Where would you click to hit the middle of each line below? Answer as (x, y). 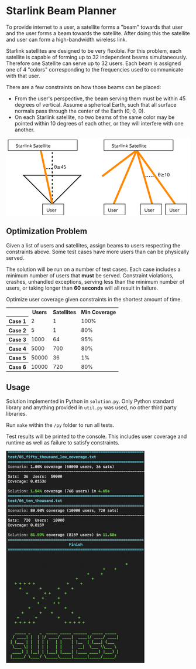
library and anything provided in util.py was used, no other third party (92, 407)
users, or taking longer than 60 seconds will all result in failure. (82, 288)
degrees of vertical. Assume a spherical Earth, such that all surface (95, 104)
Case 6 (17, 367)
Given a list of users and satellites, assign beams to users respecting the (93, 245)
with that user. (23, 76)
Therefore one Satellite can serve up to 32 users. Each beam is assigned (94, 63)
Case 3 (17, 339)
